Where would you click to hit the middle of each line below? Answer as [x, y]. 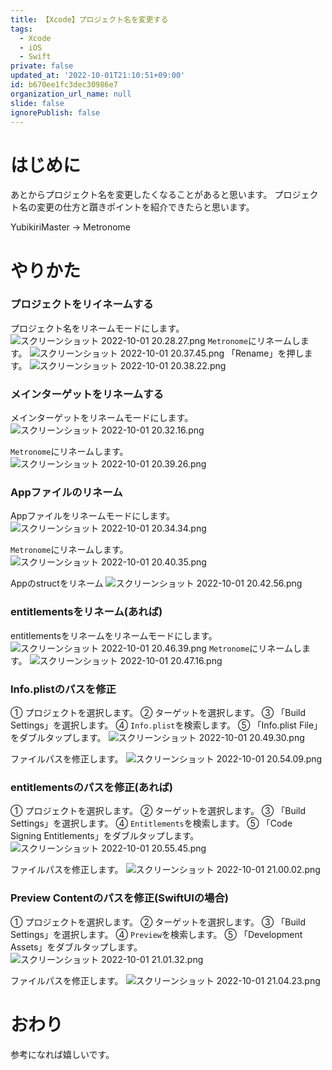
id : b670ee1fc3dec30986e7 [64, 85]
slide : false [37, 103]
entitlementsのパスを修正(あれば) [92, 787]
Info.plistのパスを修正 [63, 689]
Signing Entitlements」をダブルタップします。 [105, 836]
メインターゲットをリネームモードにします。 [102, 418]
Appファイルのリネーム [66, 493]
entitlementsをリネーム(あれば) [86, 612]
